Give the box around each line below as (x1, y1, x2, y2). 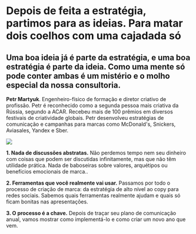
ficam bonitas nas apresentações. (6, 198, 88, 205)
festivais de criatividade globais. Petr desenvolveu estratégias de (6, 115, 164, 121)
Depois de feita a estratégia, (6, 4, 147, 18)
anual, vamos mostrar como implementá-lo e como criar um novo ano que (6, 216, 186, 223)
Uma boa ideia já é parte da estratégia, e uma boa (6, 52, 191, 62)
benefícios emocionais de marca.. (6, 168, 88, 175)
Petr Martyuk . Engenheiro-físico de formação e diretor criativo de (6, 96, 167, 102)
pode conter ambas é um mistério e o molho (6, 71, 170, 81)
